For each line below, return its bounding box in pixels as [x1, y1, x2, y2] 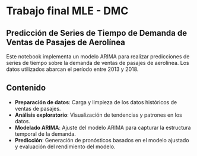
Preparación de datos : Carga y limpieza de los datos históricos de [14, 98, 177, 105]
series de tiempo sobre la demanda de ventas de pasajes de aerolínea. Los [6, 60, 189, 66]
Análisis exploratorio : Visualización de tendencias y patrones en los [14, 111, 182, 118]
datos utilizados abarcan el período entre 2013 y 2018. [6, 65, 139, 73]
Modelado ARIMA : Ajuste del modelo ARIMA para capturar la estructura [14, 124, 191, 131]
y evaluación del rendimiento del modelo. [14, 143, 116, 150]
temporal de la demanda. [14, 130, 76, 138]
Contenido [6, 83, 46, 93]
